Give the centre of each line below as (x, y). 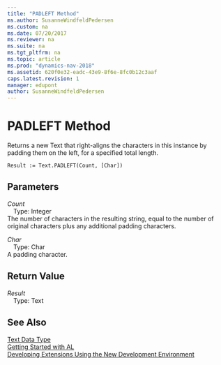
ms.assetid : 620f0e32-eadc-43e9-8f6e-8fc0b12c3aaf (82, 72)
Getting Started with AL (41, 347)
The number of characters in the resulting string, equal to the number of (110, 218)
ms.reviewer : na (31, 40)
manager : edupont (32, 85)
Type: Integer (33, 211)
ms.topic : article (34, 59)
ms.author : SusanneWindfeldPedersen (60, 20)
